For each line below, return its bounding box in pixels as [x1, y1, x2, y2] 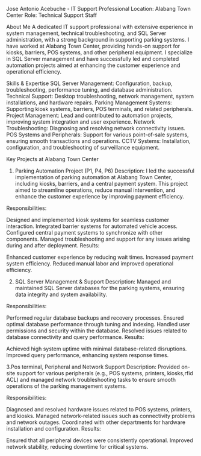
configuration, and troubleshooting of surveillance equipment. [6, 144, 160, 151]
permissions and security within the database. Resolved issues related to [6, 327, 188, 334]
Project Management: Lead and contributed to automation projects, [6, 112, 173, 119]
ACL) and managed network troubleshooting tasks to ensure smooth [6, 376, 176, 383]
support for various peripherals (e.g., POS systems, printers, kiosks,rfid [16, 370, 194, 376]
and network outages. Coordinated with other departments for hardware [6, 419, 185, 426]
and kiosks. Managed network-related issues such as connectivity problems [6, 413, 196, 419]
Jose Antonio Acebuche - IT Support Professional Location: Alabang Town [6, 5, 191, 12]
